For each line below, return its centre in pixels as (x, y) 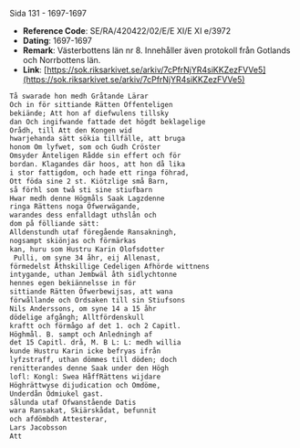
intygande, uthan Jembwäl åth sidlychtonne (93, 275)
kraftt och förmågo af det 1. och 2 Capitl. (95, 325)
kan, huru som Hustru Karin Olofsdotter (88, 249)
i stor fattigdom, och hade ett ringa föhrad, (99, 173)
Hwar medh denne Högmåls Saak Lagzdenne (88, 198)
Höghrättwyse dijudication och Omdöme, (85, 385)
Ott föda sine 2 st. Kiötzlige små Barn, (89, 181)
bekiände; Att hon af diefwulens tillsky (89, 113)
